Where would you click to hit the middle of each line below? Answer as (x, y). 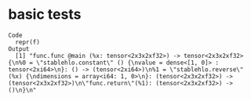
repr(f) (28, 42)
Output (19, 49)
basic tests (45, 14)
